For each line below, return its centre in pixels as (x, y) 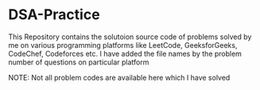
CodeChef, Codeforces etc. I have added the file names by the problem (125, 53)
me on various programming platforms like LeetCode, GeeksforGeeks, (123, 45)
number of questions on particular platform (79, 62)
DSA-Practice (54, 15)
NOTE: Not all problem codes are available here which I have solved (119, 77)
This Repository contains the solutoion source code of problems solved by (130, 37)
